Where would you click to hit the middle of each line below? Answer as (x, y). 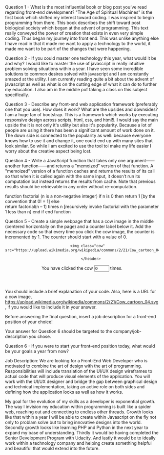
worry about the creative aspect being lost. (48, 151)
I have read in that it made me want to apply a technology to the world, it (78, 43)
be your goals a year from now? (37, 351)
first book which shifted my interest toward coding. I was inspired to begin (80, 17)
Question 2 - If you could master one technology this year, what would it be (81, 58)
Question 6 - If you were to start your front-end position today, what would (80, 346)
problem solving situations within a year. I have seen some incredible (74, 69)
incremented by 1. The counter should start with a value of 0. (66, 237)
